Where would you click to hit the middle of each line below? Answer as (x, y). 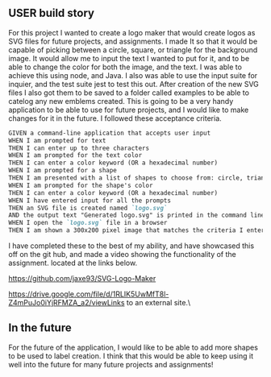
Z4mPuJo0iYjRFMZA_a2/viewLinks (67, 303)
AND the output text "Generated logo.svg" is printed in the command (128, 215)
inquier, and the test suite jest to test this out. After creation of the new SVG (134, 84)
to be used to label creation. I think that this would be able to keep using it (131, 356)
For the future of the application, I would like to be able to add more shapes (133, 347)
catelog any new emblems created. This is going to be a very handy (121, 101)
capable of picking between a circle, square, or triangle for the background (133, 50)
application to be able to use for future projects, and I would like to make (129, 110)
